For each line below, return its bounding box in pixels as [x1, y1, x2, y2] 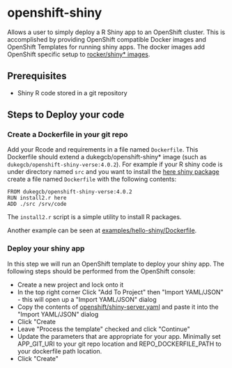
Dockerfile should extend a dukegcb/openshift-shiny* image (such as [7, 153, 207, 161]
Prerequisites [7, 70, 67, 82]
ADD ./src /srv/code [7, 200, 68, 208]
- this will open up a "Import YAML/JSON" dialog [17, 295, 157, 303]
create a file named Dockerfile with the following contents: [7, 175, 176, 184]
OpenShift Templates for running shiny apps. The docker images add [7, 42, 206, 51]
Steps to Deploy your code [7, 109, 125, 121]
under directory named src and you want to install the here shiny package [7, 168, 219, 176]
